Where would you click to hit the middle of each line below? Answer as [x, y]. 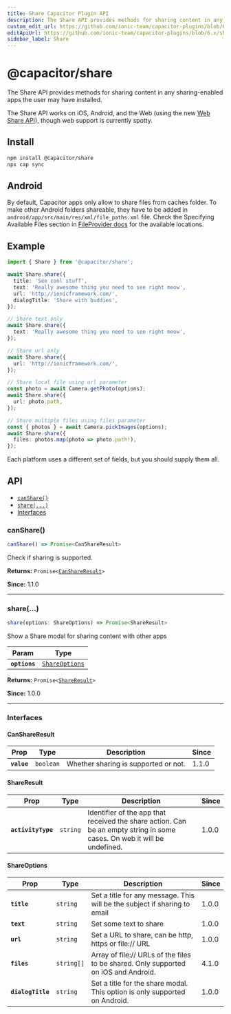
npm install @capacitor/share [51, 158]
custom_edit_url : [32, 26]
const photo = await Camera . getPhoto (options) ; [77, 389]
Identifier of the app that [127, 813]
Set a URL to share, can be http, [142, 935]
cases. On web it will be [126, 838]
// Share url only [33, 350]
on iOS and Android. [123, 972]
